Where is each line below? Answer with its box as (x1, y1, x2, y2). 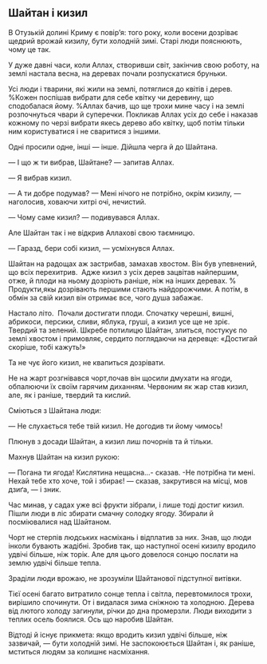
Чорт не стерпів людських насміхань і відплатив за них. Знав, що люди (8, 532, 252, 542)
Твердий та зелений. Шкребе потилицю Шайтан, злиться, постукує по (8, 325, 248, 335)
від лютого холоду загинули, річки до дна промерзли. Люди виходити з (8, 606, 253, 615)
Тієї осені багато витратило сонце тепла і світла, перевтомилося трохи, (8, 589, 253, 598)
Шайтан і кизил (8, 6, 88, 20)
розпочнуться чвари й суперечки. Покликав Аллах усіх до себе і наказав (8, 109, 258, 119)
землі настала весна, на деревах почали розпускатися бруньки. (8, 68, 228, 78)
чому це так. (8, 44, 52, 54)
